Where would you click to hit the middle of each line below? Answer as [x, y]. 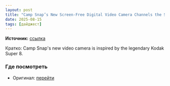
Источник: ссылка [25, 38]
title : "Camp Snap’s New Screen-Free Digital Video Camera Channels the [83, 15]
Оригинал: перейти [33, 78]
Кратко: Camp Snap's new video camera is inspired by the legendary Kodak [85, 48]
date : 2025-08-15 [24, 19]
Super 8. [14, 54]
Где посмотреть [27, 67]
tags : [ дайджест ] [24, 24]
